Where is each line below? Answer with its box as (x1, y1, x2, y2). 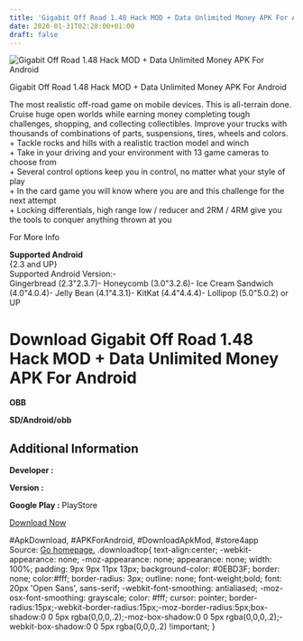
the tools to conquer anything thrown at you (9, 214, 172, 226)
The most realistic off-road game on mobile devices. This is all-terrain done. (9, 99, 292, 110)
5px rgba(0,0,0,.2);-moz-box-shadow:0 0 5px (55, 611, 225, 623)
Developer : (9, 465, 54, 476)
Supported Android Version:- (9, 268, 117, 280)
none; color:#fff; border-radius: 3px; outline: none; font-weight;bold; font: (9, 573, 282, 584)
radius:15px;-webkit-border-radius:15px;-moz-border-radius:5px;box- (9, 602, 269, 613)
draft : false (9, 30, 59, 39)
